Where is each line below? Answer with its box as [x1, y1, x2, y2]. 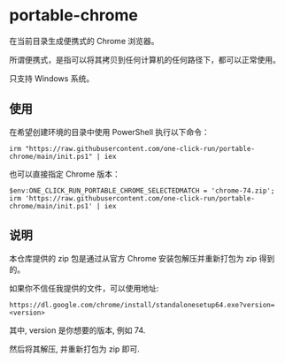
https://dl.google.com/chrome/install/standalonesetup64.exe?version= [9, 300, 275, 309]
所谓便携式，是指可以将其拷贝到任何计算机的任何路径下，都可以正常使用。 [9, 54, 281, 64]
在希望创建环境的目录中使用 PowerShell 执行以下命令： [9, 126, 210, 137]
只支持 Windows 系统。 [9, 72, 95, 84]
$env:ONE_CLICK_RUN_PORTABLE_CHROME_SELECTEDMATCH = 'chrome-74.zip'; [9, 186, 275, 195]
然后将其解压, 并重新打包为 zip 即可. [9, 344, 140, 354]
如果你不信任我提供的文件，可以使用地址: [9, 283, 159, 293]
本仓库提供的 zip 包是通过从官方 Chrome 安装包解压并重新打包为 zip [9, 253, 258, 263]
